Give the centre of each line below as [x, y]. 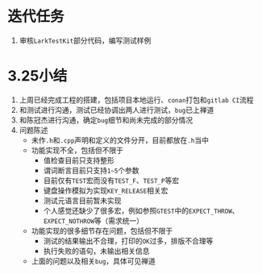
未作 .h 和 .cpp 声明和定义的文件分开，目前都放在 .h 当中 [120, 140]
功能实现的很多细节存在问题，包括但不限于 [102, 230]
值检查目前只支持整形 [79, 160]
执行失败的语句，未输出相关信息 [96, 251]
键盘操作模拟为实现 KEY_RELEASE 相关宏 [106, 190]
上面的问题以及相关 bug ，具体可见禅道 [94, 261]
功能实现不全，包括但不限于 [77, 150]
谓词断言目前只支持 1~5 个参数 [91, 170]
